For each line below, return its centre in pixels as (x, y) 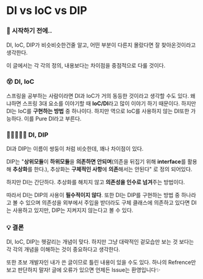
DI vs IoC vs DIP (47, 11)
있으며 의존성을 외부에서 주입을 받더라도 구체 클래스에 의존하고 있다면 (108, 203)
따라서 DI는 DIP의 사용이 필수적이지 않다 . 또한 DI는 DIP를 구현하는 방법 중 (93, 195)
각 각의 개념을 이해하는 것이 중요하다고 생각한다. (63, 249)
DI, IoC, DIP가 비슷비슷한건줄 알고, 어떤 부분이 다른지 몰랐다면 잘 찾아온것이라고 (101, 45)
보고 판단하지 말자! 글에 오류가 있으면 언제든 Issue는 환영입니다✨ (84, 270)
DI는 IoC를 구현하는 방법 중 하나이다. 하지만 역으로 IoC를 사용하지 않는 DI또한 (98, 111)
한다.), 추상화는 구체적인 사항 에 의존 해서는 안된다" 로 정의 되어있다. (113, 169)
